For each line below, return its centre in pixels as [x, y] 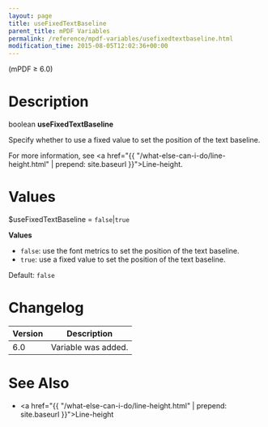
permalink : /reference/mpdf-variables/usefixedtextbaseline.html [121, 38]
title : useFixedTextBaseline [57, 23]
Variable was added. [90, 347]
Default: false [32, 275]
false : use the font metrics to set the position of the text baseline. [130, 251]
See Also [39, 384]
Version [28, 333]
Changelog [46, 308]
